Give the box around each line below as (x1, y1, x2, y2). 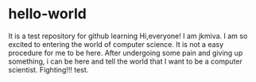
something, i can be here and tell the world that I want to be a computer (8, 57, 242, 66)
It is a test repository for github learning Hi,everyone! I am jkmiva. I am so (8, 31, 248, 41)
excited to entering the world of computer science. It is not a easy (8, 39, 224, 49)
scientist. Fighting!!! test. (8, 64, 89, 74)
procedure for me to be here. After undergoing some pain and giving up (8, 48, 243, 57)
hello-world (8, 5, 87, 23)
